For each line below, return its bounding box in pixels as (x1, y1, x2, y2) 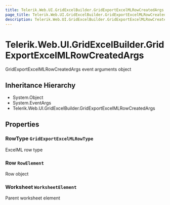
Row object (5, 171, 29, 177)
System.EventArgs (12, 100, 52, 106)
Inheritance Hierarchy (5, 81, 76, 89)
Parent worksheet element (5, 195, 61, 201)
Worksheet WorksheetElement (5, 184, 77, 191)
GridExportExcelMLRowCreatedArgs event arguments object (5, 66, 132, 73)
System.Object (12, 94, 44, 100)
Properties (5, 120, 39, 128)
